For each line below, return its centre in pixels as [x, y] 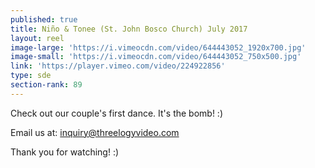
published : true [44, 19]
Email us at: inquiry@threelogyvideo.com [95, 132]
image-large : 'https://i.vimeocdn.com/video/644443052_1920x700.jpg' [158, 47]
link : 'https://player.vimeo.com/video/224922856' [118, 66]
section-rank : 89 [46, 85]
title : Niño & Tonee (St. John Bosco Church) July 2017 [129, 29]
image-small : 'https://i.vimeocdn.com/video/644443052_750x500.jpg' [156, 57]
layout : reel [37, 38]
